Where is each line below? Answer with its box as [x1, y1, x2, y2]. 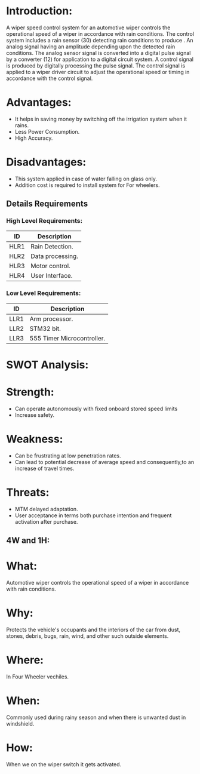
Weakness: [6, 432, 63, 446]
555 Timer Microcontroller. [29, 334, 106, 342]
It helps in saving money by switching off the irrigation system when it [14, 115, 187, 122]
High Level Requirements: [6, 217, 82, 225]
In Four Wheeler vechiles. [6, 673, 69, 680]
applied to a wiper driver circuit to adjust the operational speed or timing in [6, 68, 190, 75]
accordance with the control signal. [6, 75, 93, 82]
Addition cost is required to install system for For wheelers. [14, 181, 160, 189]
